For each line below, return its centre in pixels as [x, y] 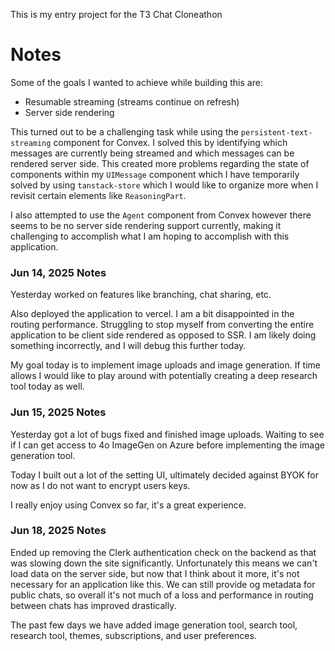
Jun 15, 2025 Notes [58, 412]
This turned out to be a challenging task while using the [124, 131]
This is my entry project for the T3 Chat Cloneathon [116, 14]
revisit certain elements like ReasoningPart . [98, 195]
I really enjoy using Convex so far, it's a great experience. [128, 505]
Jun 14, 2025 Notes [58, 272]
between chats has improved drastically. [93, 605]
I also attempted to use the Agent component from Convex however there [161, 215]
